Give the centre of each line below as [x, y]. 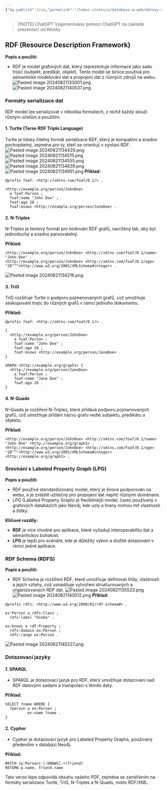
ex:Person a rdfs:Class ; [32, 613]
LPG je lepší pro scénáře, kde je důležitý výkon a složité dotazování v [83, 540]
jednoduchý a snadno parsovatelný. [42, 234]
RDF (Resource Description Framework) [68, 45]
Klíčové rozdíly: [22, 520]
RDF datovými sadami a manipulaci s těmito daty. [63, 685]
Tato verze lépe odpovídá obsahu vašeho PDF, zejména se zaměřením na [80, 777]
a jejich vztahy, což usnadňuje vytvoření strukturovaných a [73, 585]
